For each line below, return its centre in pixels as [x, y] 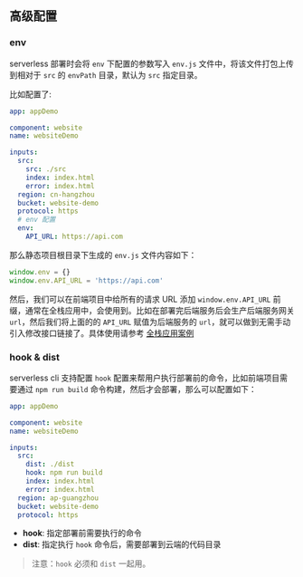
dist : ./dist [50, 465]
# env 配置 [37, 220]
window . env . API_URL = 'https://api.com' [87, 280]
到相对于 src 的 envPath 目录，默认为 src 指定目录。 [106, 74]
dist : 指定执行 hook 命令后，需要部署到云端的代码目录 [122, 544]
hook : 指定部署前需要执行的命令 [82, 534]
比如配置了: [31, 94]
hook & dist [35, 357]
